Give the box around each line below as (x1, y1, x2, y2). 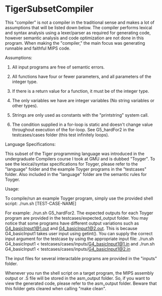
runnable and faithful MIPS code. (5, 45, 71, 51)
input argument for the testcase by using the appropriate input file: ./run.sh (5, 236, 154, 242)
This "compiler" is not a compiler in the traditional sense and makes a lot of (5, 19, 155, 25)
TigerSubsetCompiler (5, 3, 94, 15)
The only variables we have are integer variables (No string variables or (12, 97, 155, 103)
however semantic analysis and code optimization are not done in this (5, 35, 144, 41)
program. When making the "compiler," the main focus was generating (5, 40, 145, 46)
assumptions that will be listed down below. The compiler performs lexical (5, 24, 152, 30)
